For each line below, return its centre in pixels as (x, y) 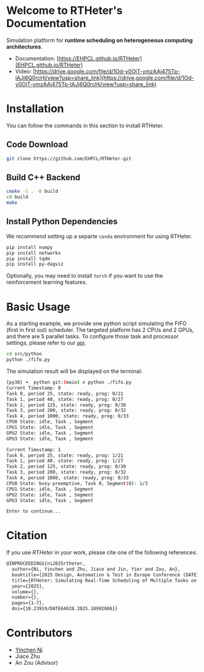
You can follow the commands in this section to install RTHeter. (85, 126)
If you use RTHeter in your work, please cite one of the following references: (102, 553)
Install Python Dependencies (62, 222)
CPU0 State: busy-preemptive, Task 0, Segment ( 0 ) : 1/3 (77, 483)
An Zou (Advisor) (36, 663)
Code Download (37, 145)
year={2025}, (28, 586)
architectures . (25, 47)
